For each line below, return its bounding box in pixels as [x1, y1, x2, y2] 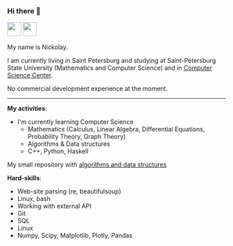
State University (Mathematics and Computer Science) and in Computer [7, 64, 213, 72]
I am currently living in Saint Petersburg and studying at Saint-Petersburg [7, 57, 216, 65]
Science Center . [7, 71, 53, 79]
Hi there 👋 [7, 6, 42, 16]
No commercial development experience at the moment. [7, 84, 169, 93]
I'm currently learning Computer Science [17, 117, 134, 126]
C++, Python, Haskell [27, 147, 89, 155]
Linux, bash [17, 195, 51, 203]
